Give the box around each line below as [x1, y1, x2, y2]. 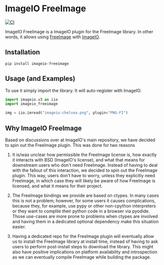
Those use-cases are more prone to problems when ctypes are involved [12, 213, 158, 219]
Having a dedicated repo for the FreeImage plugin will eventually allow [12, 234, 154, 239]
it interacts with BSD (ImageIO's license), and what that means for [12, 157, 145, 162]
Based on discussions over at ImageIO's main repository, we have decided [5, 137, 156, 143]
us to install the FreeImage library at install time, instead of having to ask [12, 238, 158, 244]
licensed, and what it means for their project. [12, 183, 103, 189]
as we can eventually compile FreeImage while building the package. [12, 254, 151, 260]
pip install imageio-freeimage [5, 61, 69, 66]
